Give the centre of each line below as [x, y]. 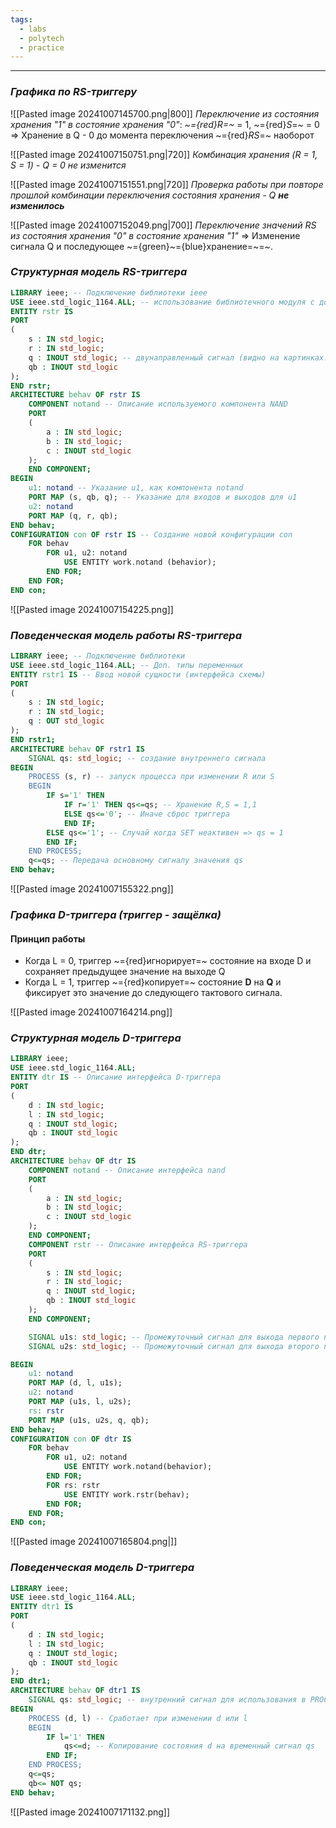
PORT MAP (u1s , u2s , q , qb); [89, 1420]
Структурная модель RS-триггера [99, 272]
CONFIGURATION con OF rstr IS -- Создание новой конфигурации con [151, 534]
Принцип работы [48, 938]
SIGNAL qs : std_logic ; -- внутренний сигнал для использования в [167, 1700]
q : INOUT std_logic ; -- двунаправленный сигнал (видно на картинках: [178, 357]
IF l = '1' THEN [75, 1737]
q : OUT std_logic [66, 721]
